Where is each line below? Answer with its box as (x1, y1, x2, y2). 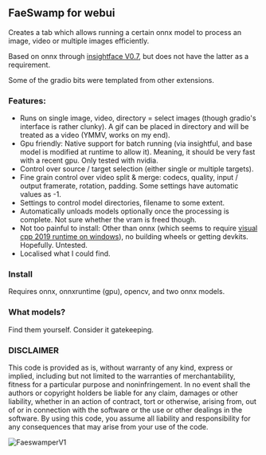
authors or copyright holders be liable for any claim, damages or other (8, 388, 239, 398)
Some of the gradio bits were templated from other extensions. (8, 75, 215, 84)
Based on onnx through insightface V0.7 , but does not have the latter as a (8, 51, 249, 61)
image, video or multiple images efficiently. (8, 36, 150, 45)
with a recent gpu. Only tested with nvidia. (19, 155, 158, 166)
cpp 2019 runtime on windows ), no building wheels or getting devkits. (19, 232, 248, 241)
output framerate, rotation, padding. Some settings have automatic (19, 181, 239, 190)
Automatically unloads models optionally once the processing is (19, 206, 229, 216)
